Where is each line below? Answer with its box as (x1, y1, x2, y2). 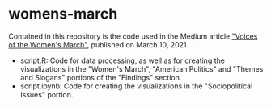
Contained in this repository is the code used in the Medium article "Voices (8, 31, 258, 41)
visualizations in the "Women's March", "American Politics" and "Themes (19, 64, 264, 73)
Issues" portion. (19, 89, 74, 99)
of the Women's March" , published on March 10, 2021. (8, 39, 189, 49)
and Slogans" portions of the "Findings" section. (19, 72, 182, 82)
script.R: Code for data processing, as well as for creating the (19, 56, 225, 65)
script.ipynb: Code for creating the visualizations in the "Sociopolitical (19, 81, 253, 91)
